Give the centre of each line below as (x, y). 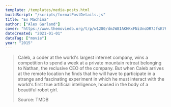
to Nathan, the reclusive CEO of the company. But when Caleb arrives (91, 68)
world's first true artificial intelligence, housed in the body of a (83, 84)
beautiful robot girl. (38, 90)
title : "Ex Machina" (27, 19)
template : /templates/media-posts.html (48, 10)
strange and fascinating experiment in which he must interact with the (91, 79)
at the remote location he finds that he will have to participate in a (86, 74)
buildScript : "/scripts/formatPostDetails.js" (55, 15)
